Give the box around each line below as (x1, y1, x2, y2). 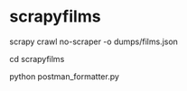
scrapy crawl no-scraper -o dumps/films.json (9, 36, 179, 47)
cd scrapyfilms (9, 53, 65, 64)
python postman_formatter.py (9, 70, 120, 82)
